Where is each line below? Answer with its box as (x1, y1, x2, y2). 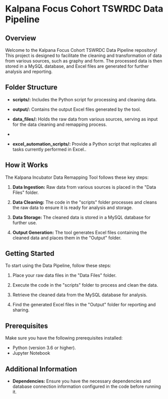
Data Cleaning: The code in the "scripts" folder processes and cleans (12, 199, 157, 205)
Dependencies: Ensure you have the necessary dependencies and (12, 378, 151, 384)
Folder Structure (5, 83, 58, 92)
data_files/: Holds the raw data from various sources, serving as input (12, 116, 158, 122)
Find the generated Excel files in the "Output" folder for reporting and (12, 302, 156, 308)
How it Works (5, 161, 48, 169)
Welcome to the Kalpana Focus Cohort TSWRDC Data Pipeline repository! (5, 47, 157, 53)
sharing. (12, 307, 30, 313)
